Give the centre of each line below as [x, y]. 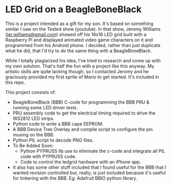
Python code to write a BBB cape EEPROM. [58, 124]
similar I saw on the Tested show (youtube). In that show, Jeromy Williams [83, 29]
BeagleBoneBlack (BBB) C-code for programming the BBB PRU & [81, 102]
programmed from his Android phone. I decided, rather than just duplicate [83, 45]
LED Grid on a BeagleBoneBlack [74, 9]
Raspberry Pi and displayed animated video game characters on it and [79, 40]
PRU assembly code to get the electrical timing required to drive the [84, 113]
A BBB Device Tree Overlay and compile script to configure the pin [83, 129]
